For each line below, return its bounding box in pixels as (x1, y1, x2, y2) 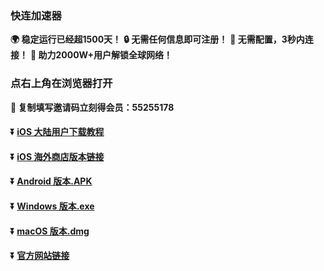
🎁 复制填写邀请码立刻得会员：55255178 (10, 101, 175, 113)
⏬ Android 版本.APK (10, 175, 93, 187)
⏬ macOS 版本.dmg (10, 225, 90, 237)
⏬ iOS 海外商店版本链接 (10, 150, 105, 162)
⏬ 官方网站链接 (10, 250, 70, 262)
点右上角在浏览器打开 (10, 77, 113, 91)
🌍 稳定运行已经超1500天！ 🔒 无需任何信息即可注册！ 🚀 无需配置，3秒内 (10, 33, 305, 46)
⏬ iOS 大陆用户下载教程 (10, 126, 105, 138)
